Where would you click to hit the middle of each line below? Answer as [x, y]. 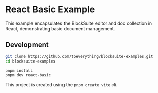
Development [27, 45]
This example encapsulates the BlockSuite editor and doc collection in [79, 23]
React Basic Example [50, 9]
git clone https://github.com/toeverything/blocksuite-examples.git [79, 56]
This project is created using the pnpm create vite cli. [61, 85]
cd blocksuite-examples [30, 61]
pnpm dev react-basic [28, 75]
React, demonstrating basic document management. [60, 28]
